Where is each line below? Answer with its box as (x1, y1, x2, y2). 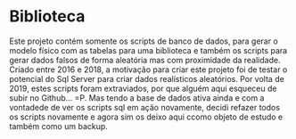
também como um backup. (9, 120, 109, 131)
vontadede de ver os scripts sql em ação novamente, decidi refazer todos (9, 102, 281, 112)
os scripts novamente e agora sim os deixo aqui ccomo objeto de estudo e (9, 111, 284, 122)
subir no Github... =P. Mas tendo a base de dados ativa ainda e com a (9, 92, 265, 103)
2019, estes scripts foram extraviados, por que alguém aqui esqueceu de (9, 83, 277, 94)
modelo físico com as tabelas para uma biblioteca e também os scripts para (9, 45, 288, 55)
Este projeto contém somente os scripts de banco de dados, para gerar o (9, 36, 278, 46)
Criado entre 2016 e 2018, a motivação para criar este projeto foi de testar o (9, 64, 288, 75)
